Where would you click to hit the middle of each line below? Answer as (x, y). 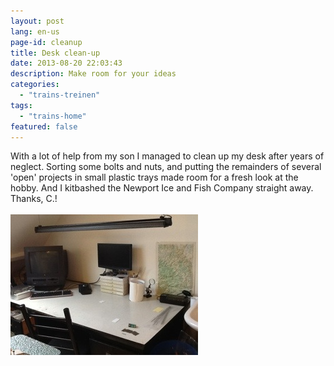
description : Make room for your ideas (93, 74)
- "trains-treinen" (60, 95)
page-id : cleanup (46, 42)
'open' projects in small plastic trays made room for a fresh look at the (154, 177)
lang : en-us (35, 31)
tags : (21, 105)
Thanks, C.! (34, 199)
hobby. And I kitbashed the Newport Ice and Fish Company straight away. (162, 188)
